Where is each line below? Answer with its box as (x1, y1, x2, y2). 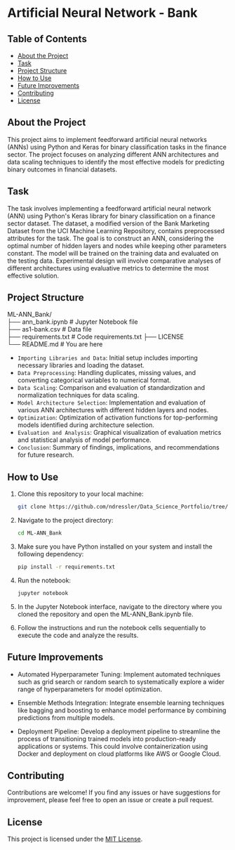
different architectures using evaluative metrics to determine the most (7, 263, 209, 272)
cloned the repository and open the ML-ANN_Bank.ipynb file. (17, 610, 194, 618)
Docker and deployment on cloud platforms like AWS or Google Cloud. (17, 750, 221, 758)
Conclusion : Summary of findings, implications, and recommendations (17, 443, 220, 452)
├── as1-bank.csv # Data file (7, 325, 93, 334)
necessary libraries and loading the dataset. (17, 361, 145, 370)
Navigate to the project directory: (17, 516, 114, 525)
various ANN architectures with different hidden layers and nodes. (17, 406, 209, 414)
